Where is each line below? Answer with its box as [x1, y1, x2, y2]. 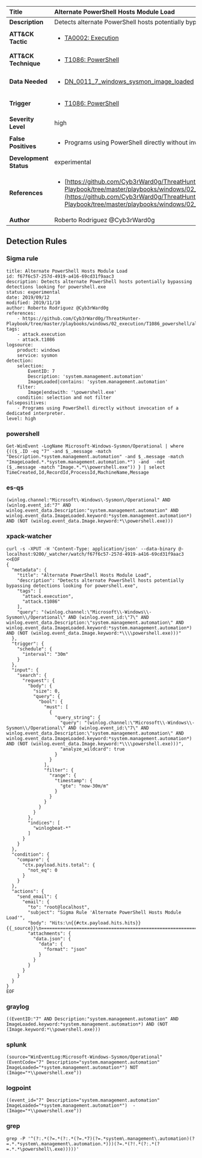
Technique [9, 60, 41, 67]
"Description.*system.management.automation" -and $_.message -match [6, 453, 185, 459]
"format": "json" [44, 946, 87, 952]
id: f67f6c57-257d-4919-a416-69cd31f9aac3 [6, 273, 114, 279]
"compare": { [17, 856, 50, 863]
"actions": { [11, 888, 44, 894]
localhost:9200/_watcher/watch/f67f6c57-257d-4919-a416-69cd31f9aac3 [6, 551, 185, 557]
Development [9, 154, 49, 162]
